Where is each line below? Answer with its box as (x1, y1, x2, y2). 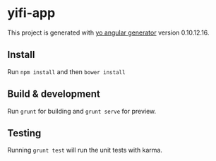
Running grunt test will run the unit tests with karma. (7, 146, 162, 155)
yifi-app (7, 5, 56, 21)
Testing (7, 127, 42, 139)
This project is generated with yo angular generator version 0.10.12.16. (7, 28, 210, 37)
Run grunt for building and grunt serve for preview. (7, 107, 157, 115)
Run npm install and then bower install (7, 67, 126, 76)
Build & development (7, 88, 100, 100)
